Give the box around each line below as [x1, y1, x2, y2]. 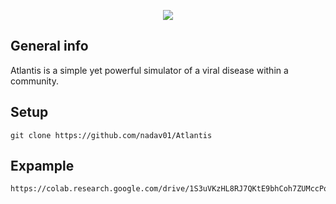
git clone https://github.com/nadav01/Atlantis [10, 130, 213, 140]
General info [10, 38, 89, 55]
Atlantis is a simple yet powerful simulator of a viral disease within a [10, 64, 289, 76]
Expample [10, 158, 75, 175]
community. [10, 75, 59, 87]
